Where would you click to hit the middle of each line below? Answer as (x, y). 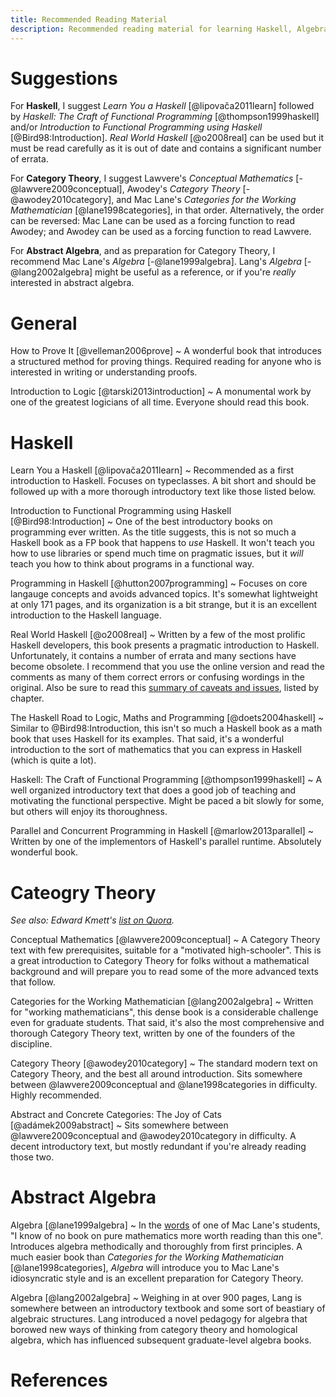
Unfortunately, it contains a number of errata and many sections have (153, 656)
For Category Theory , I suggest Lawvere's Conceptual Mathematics (152, 178)
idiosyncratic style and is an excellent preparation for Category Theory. (157, 1278)
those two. (32, 1157)
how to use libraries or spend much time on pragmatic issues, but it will (157, 553)
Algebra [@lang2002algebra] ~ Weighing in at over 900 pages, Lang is (156, 1298)
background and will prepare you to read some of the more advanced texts (164, 972)
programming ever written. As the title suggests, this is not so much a (153, 532)
